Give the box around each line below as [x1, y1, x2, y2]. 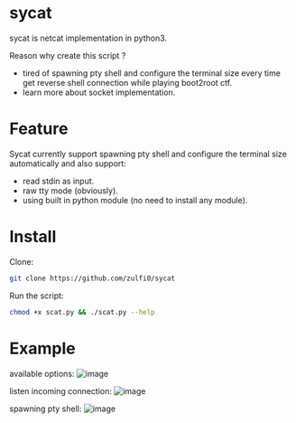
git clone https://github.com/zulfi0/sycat [9, 274, 176, 283]
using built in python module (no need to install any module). [22, 194, 248, 205]
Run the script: [9, 290, 64, 301]
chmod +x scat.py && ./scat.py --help [9, 307, 155, 316]
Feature [9, 118, 69, 139]
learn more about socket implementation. [22, 87, 176, 98]
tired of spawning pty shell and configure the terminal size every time [22, 67, 282, 79]
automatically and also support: [9, 157, 126, 169]
